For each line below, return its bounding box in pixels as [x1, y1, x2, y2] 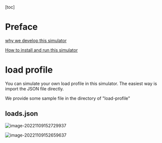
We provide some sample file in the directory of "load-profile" [5, 95, 130, 101]
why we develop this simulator [5, 37, 67, 43]
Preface [5, 22, 38, 32]
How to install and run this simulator [5, 47, 78, 53]
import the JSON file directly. [5, 86, 64, 91]
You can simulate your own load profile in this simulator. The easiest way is [5, 81, 158, 86]
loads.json [5, 110, 38, 118]
